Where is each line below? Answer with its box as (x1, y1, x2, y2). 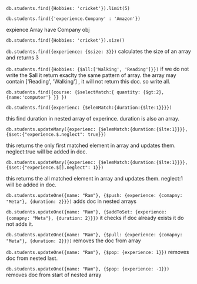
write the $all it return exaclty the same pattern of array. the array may (6, 72, 176, 79)
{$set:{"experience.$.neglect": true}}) (6, 132, 107, 138)
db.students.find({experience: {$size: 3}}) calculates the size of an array (6, 48, 191, 55)
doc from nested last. (6, 255, 58, 262)
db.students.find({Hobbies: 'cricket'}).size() (6, 38, 125, 44)
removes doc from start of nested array (6, 271, 102, 278)
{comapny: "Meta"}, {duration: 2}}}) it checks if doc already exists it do (6, 215, 184, 221)
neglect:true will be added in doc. (6, 148, 87, 155)
